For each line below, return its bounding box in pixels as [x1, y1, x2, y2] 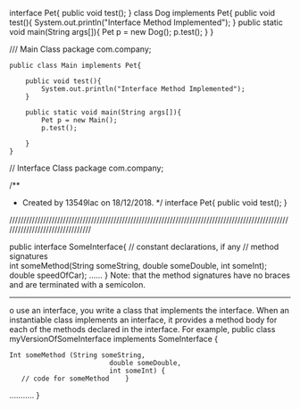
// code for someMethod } [21, 374, 129, 383]
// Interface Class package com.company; [9, 163, 164, 173]
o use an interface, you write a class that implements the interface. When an [9, 305, 290, 315]
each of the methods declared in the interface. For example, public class [9, 324, 276, 334]
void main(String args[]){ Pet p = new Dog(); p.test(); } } [9, 27, 214, 37]
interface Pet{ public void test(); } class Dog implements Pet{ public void [9, 8, 275, 18]
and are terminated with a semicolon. [9, 280, 146, 289]
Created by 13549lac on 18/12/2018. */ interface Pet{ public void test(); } [21, 197, 287, 208]
